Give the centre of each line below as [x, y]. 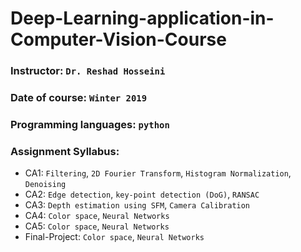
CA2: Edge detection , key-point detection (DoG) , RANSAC [142, 194]
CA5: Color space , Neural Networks [97, 226]
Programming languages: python [90, 124]
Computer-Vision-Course [118, 39]
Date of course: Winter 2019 [79, 98]
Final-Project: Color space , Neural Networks [114, 237]
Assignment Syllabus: [65, 151]
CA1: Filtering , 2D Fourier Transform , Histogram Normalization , [158, 173]
